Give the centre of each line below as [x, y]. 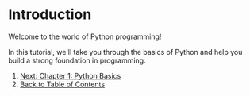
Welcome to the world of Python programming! [85, 36]
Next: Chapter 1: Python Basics [70, 75]
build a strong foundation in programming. [77, 60]
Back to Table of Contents [62, 84]
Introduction [50, 15]
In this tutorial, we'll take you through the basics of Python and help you [125, 52]
